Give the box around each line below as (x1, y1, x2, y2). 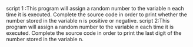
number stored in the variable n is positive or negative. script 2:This (6, 17, 170, 24)
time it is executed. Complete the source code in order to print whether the (6, 11, 187, 18)
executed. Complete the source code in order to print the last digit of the (6, 30, 182, 37)
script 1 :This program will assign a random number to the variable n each (6, 5, 184, 12)
